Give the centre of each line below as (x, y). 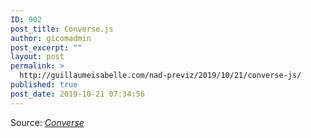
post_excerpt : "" (46, 47)
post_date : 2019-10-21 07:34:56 (77, 94)
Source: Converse (47, 122)
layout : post (37, 57)
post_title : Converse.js (62, 29)
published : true (44, 85)
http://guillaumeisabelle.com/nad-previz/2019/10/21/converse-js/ (160, 76)
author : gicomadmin (51, 38)
